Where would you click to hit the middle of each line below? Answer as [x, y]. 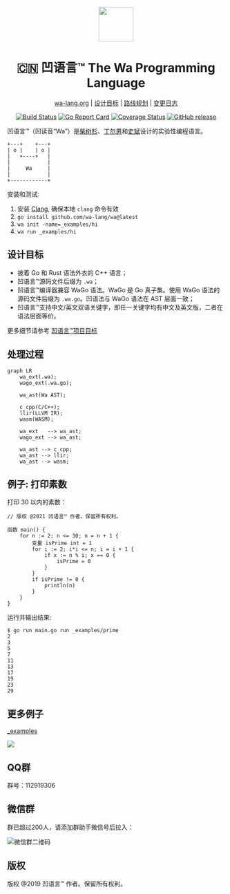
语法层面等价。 [38, 316]
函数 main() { [27, 530]
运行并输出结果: [29, 618]
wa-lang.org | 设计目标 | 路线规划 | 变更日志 [116, 103]
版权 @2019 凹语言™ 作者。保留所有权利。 [67, 884]
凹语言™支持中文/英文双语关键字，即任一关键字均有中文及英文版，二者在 [120, 307]
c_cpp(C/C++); [40, 407]
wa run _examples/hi [47, 231]
